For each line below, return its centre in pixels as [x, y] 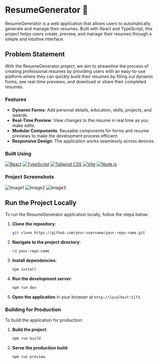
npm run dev [24, 288]
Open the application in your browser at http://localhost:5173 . [77, 297]
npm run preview [28, 357]
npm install [24, 269]
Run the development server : [42, 279]
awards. [20, 115]
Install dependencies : [34, 261]
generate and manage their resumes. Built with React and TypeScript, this [79, 28]
